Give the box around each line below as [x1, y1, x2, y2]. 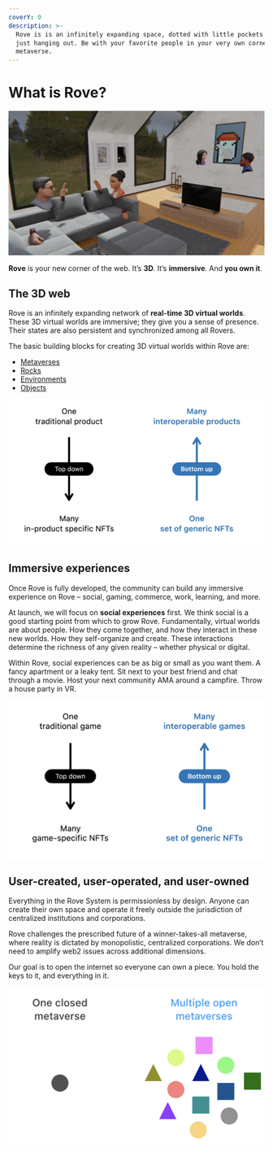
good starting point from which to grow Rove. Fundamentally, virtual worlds [8, 616, 261, 626]
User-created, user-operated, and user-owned [8, 875, 249, 888]
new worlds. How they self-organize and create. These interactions [8, 633, 234, 643]
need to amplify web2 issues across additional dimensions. [8, 946, 206, 956]
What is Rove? [8, 84, 107, 102]
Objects [19, 383, 47, 393]
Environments [19, 374, 67, 384]
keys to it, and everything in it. [8, 971, 110, 980]
